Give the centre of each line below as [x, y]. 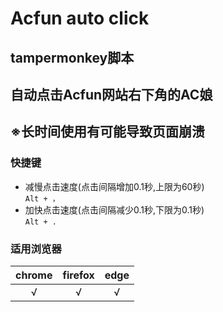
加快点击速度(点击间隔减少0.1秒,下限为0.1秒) [114, 209]
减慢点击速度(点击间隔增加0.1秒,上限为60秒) [114, 186]
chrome [34, 275]
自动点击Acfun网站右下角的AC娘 [111, 94]
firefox [78, 275]
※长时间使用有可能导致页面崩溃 [107, 132]
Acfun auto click [80, 18]
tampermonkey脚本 [72, 57]
